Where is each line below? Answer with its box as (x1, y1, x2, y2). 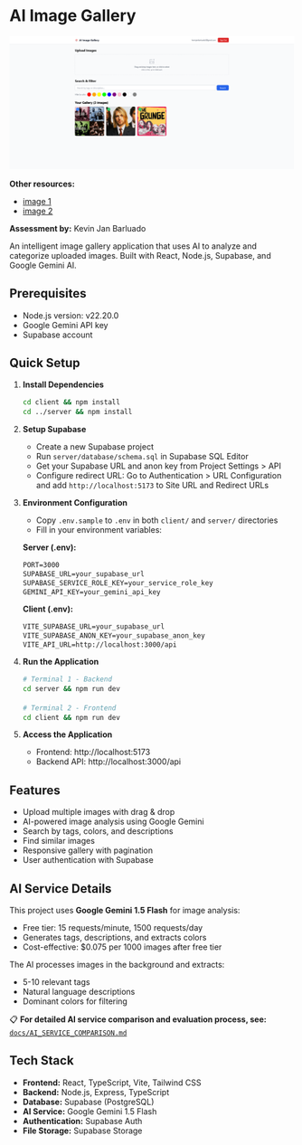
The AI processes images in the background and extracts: (9, 960, 225, 970)
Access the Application (22, 729, 113, 740)
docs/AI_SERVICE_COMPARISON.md (9, 1028, 127, 1038)
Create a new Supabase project (35, 441, 154, 452)
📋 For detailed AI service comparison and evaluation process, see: (9, 1014, 267, 1025)
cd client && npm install (22, 398, 120, 407)
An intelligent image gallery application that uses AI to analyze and (9, 241, 258, 251)
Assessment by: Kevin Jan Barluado (9, 222, 146, 233)
